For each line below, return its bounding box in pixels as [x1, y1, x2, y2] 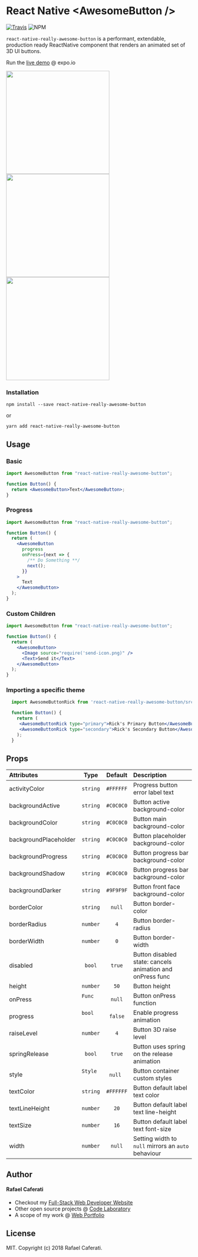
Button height [133, 982, 171, 991]
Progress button [133, 781, 178, 789]
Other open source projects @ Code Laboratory [14, 1205, 131, 1212]
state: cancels [133, 958, 172, 966]
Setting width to [133, 1134, 177, 1143]
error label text [133, 788, 174, 797]
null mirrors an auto [133, 1142, 189, 1150]
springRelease [9, 1050, 49, 1058]
